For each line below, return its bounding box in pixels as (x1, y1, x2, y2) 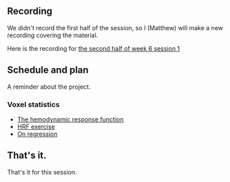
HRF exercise (17, 122, 55, 130)
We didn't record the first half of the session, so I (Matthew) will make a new (7, 23, 224, 32)
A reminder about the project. (7, 82, 91, 91)
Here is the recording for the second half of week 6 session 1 (7, 44, 180, 52)
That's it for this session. (7, 168, 77, 176)
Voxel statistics (7, 100, 60, 109)
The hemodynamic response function (17, 115, 124, 123)
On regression (17, 130, 58, 138)
